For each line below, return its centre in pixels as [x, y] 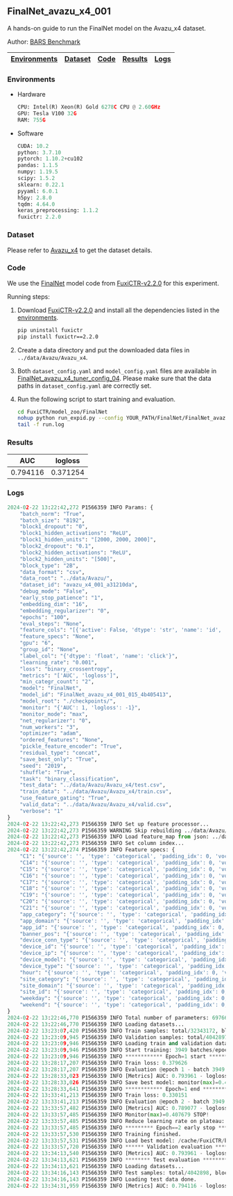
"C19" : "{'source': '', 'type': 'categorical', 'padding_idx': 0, [118, 895]
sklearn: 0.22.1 [41, 185]
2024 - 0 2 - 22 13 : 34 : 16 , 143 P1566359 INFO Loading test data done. [102, 1179]
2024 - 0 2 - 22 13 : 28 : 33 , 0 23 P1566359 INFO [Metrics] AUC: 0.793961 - [105, 1076]
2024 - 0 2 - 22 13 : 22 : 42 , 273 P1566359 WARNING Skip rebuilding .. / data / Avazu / [118, 830]
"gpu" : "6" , [37, 643]
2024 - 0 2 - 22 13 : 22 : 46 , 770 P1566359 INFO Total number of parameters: [108, 1017]
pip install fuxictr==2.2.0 [58, 336]
